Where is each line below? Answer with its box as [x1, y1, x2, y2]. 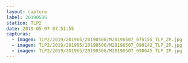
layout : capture [6, 8, 47, 15]
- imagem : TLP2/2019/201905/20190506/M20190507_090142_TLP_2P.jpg [11, 43, 183, 49]
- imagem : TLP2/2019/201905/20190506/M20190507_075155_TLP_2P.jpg [11, 37, 183, 43]
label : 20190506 [6, 14, 47, 20]
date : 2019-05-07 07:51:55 [6, 25, 74, 32]
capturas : [6, 31, 31, 37]
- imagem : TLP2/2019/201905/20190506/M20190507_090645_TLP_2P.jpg [11, 48, 183, 54]
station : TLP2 [6, 20, 42, 26]
